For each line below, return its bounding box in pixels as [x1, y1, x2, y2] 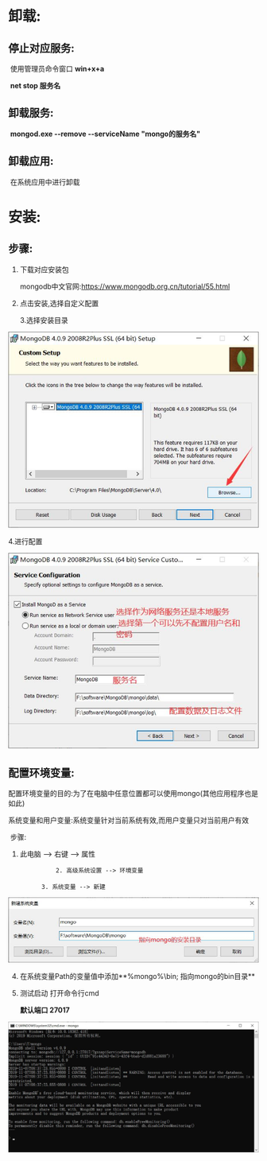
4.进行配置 [8, 536, 43, 546]
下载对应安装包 [19, 264, 69, 274]
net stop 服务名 [10, 81, 61, 90]
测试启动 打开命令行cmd [19, 988, 99, 998]
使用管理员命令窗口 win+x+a [10, 64, 105, 73]
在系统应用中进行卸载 [10, 177, 80, 187]
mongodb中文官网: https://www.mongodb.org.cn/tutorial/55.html [19, 282, 230, 291]
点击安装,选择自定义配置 [19, 298, 99, 308]
